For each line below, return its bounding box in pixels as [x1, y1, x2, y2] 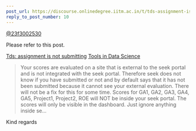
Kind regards [6, 118, 37, 125]
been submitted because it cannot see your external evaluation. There [20, 82, 190, 89]
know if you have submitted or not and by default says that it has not [20, 76, 185, 83]
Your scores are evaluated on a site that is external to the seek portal [20, 63, 186, 70]
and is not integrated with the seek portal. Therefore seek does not [20, 70, 181, 77]
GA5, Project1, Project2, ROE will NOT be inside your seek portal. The [20, 94, 187, 102]
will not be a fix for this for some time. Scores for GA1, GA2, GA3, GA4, [20, 88, 190, 95]
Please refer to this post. [6, 41, 65, 48]
